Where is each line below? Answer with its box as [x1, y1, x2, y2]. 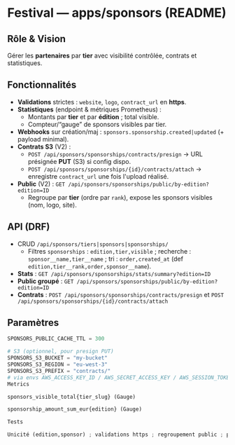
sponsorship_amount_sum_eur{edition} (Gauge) [7, 406, 142, 413]
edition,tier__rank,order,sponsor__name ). [27, 261, 152, 271]
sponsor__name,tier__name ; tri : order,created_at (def [27, 254, 184, 263]
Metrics [7, 381, 30, 388]
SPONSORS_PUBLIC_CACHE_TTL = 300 [7, 335, 105, 343]
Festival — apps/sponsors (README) [7, 5, 227, 21]
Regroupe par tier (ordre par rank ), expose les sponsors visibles [27, 193, 213, 201]
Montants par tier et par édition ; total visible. [27, 112, 159, 121]
